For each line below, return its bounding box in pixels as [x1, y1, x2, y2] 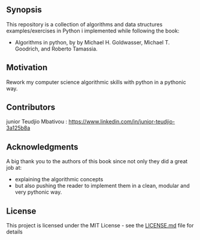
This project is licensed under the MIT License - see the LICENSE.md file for [6, 222, 194, 229]
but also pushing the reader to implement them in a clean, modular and [14, 182, 190, 190]
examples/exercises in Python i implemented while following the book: [6, 27, 180, 34]
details [6, 228, 23, 236]
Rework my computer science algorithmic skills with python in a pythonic [6, 78, 187, 86]
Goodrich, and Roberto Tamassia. [14, 45, 98, 52]
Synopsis [6, 5, 42, 15]
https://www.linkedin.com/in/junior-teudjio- [68, 118, 175, 125]
